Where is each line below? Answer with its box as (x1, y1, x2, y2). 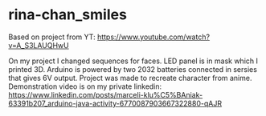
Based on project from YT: (8, 32, 96, 42)
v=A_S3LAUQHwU (8, 40, 70, 50)
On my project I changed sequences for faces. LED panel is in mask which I (8, 56, 259, 66)
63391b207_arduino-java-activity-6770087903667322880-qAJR (8, 98, 223, 108)
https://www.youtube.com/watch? (96, 32, 211, 42)
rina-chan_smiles (8, 6, 127, 24)
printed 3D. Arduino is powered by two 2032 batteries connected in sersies (8, 64, 257, 74)
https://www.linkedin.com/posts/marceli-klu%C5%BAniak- (8, 90, 203, 99)
